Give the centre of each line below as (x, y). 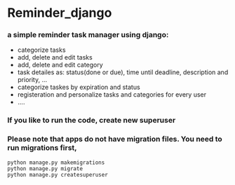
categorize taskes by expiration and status (79, 87)
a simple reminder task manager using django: (88, 35)
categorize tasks (41, 50)
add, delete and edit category (60, 65)
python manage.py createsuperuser (58, 174)
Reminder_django (60, 13)
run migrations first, (42, 148)
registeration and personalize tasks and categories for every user (112, 95)
